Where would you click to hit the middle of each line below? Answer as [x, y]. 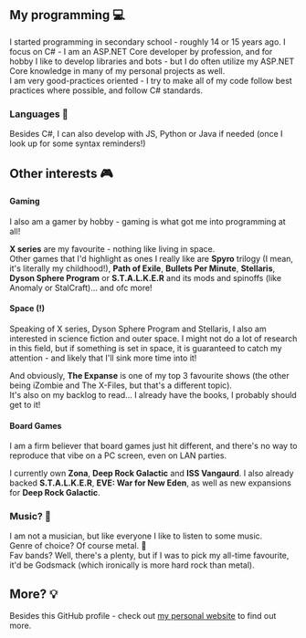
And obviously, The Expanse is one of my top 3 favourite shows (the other [149, 375]
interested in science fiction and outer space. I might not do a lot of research [153, 338]
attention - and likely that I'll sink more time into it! [103, 358]
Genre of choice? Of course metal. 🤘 [78, 546]
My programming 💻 [68, 15]
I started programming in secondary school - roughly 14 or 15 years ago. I [148, 42]
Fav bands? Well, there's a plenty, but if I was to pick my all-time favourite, [149, 556]
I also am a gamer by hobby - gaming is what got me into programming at [148, 221]
